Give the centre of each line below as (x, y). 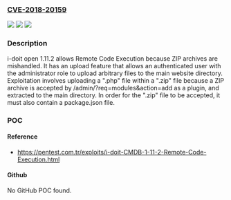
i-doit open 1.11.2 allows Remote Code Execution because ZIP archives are (112, 58)
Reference (22, 137)
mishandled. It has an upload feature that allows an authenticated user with (114, 66)
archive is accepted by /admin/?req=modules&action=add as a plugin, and (113, 88)
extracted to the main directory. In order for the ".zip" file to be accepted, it (114, 95)
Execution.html (38, 159)
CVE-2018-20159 (37, 10)
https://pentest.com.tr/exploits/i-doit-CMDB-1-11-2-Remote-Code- (112, 152)
